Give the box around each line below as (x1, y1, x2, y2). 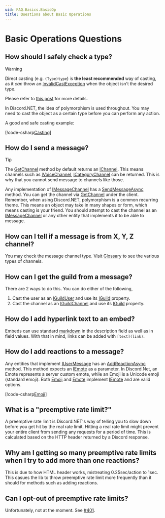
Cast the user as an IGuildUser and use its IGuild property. (12, 295, 131, 301)
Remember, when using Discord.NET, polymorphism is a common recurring (5, 197, 159, 203)
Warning (5, 66, 22, 72)
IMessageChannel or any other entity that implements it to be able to (5, 213, 144, 219)
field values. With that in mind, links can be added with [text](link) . (5, 333, 145, 339)
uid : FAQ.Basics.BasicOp (5, 7, 56, 12)
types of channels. (5, 258, 43, 264)
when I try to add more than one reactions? (5, 456, 139, 465)
